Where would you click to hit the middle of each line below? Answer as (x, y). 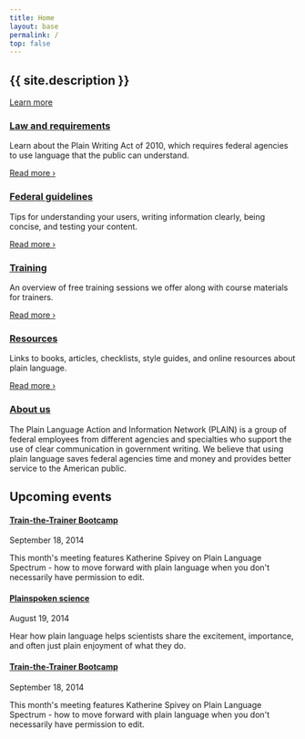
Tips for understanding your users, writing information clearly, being (137, 216)
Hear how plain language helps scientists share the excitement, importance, (152, 636)
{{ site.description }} (70, 80)
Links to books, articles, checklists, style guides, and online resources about (152, 359)
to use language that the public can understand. (99, 155)
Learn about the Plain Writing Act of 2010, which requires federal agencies (149, 146)
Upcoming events (61, 497)
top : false (30, 43)
